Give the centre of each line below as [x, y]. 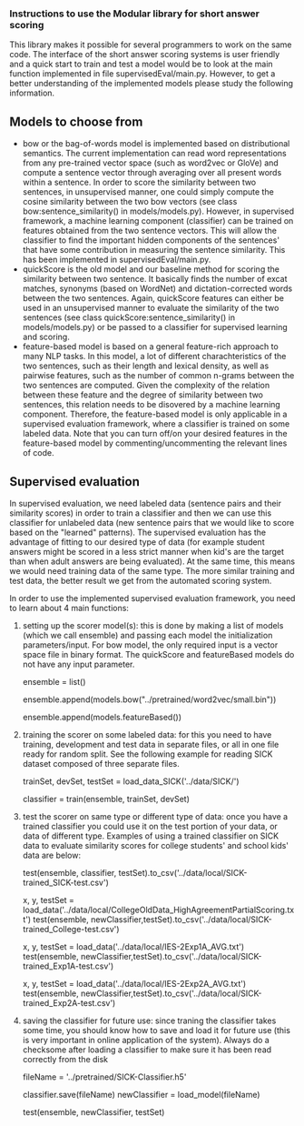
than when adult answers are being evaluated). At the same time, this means [152, 561]
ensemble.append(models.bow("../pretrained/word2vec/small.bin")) [149, 699]
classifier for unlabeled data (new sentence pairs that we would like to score [152, 522]
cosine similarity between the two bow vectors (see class [130, 202]
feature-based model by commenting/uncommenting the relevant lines [155, 443]
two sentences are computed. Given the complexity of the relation [146, 386]
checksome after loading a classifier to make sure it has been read [147, 1050]
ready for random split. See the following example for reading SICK [147, 754]
